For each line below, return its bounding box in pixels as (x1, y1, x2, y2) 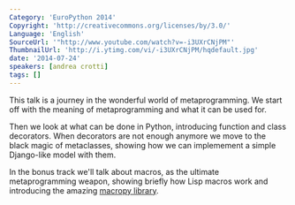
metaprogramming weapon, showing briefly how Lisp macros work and (9, 176, 269, 186)
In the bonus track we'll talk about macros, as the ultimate (9, 166, 219, 177)
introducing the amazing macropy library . (9, 185, 159, 195)
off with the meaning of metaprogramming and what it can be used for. (9, 103, 267, 115)
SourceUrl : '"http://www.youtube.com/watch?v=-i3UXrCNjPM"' (9, 37, 236, 47)
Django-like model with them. (9, 149, 117, 160)
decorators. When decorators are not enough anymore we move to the (9, 130, 267, 141)
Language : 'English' (9, 29, 86, 38)
